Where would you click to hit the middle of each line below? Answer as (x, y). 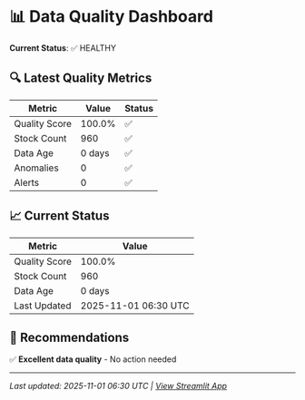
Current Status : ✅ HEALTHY (63, 48)
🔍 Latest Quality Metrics (81, 78)
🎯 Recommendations (69, 337)
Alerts (27, 182)
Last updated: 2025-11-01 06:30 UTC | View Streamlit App (118, 386)
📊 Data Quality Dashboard (111, 17)
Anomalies (36, 168)
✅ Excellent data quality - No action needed (93, 359)
